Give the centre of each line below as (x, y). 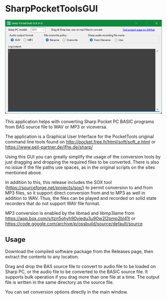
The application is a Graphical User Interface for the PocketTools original (80, 137)
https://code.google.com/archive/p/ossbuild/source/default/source (74, 224)
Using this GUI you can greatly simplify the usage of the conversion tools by (83, 157)
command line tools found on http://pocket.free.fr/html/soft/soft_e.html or (80, 142)
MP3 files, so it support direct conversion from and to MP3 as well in (75, 193)
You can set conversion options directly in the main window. (67, 292)
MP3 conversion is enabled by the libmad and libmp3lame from (70, 213)
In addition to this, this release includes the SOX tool (58, 182)
